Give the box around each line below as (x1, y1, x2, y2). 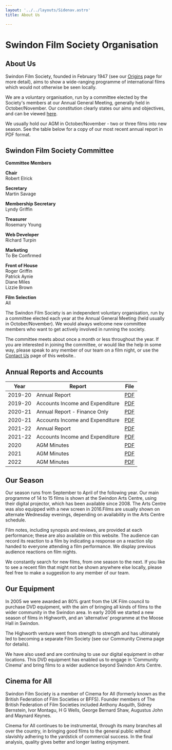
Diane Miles (5, 279, 30, 285)
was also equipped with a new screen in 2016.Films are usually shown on (5, 505, 160, 512)
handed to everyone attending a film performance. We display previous (5, 543, 156, 549)
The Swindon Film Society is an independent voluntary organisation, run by (5, 310, 164, 316)
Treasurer (5, 216, 27, 222)
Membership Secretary (5, 201, 56, 207)
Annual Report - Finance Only (36, 408, 109, 415)
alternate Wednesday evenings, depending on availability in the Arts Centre (5, 511, 165, 517)
